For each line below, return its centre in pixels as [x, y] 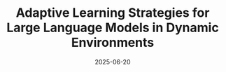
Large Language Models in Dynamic [113, 28]
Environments [113, 43]
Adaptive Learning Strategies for [113, 13]
